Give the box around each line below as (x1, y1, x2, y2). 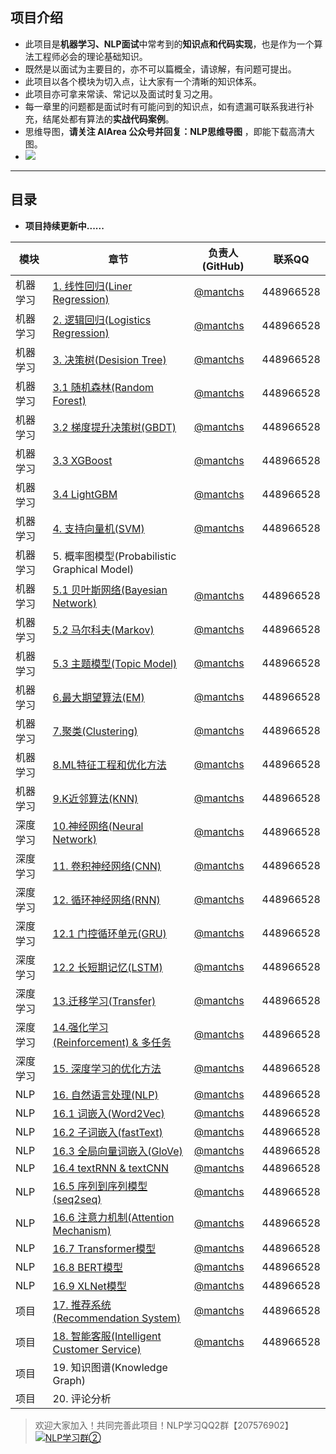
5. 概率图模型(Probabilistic (52, 549, 177, 563)
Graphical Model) (52, 562, 135, 576)
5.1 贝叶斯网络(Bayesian (52, 583, 168, 597)
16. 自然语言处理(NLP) (52, 1088, 159, 1102)
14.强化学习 (52, 1020, 109, 1034)
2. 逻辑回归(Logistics (52, 313, 152, 327)
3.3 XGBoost (52, 453, 113, 467)
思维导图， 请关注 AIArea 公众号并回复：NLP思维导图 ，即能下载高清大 (24, 125, 315, 137)
